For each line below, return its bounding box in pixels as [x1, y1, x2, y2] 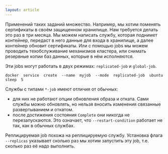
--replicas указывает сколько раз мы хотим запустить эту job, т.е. [5, 137, 149, 143]
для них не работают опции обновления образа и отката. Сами [12, 96, 149, 102]
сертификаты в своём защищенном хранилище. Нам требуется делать [5, 26, 158, 33]
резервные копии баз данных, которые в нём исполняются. [5, 53, 134, 59]
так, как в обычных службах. [12, 122, 75, 128]
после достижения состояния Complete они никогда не [12, 112, 130, 118]
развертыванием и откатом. [12, 106, 74, 112]
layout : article [5, 7, 39, 13]
